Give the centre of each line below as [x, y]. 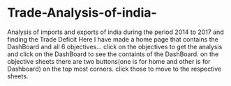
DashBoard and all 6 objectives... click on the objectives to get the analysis [115, 46]
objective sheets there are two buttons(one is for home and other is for [109, 61]
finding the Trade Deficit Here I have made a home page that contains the [113, 39]
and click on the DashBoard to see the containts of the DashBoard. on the [113, 54]
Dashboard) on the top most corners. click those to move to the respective [114, 69]
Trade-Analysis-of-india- [82, 13]
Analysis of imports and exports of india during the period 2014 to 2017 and [116, 32]
